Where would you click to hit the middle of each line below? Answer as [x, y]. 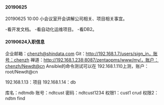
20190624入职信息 [25, 41]
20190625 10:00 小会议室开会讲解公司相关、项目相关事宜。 [66, 19]
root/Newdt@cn [22, 72]
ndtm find [15, 98]
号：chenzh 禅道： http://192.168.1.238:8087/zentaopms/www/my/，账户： [82, 60]
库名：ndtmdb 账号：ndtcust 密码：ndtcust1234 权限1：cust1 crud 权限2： [82, 93]
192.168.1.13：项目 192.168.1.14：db [40, 82]
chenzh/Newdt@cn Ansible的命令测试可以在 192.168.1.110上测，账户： [77, 66]
